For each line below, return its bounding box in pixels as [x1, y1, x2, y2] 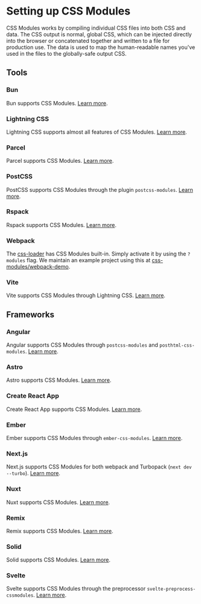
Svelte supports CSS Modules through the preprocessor [6, 585, 146, 593]
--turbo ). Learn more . [6, 470, 60, 477]
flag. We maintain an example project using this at [27, 257, 151, 264]
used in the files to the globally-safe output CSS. [6, 50, 127, 57]
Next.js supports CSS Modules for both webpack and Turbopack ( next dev [6, 463, 192, 470]
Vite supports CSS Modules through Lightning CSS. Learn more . [6, 292, 166, 299]
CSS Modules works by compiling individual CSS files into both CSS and [6, 24, 186, 31]
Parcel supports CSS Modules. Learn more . [6, 157, 114, 165]
